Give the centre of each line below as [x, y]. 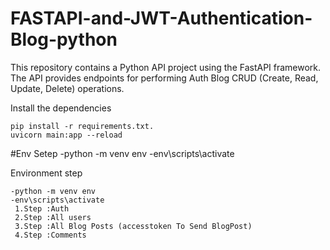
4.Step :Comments [50, 235]
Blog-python [64, 39]
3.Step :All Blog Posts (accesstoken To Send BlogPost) [133, 226]
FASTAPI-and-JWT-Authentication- [161, 18]
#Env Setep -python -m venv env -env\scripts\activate [122, 153]
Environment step [46, 173]
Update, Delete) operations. [67, 88]
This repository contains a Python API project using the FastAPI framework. [166, 67]
